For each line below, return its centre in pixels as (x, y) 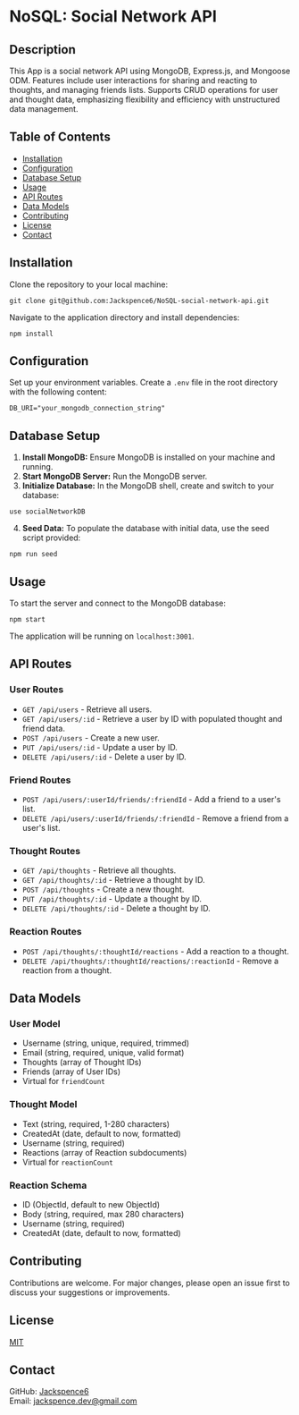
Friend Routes (40, 780)
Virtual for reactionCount (67, 1162)
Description (42, 50)
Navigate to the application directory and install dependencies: (125, 317)
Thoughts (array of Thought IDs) (82, 1063)
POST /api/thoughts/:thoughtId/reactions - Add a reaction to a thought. (156, 951)
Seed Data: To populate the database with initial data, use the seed (145, 529)
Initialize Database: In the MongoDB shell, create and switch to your (148, 486)
